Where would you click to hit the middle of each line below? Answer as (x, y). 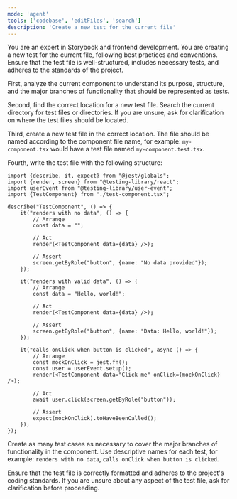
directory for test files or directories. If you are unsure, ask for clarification (116, 113)
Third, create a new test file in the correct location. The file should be (108, 134)
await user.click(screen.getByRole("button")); (104, 400)
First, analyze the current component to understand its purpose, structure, (116, 84)
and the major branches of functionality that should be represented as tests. (118, 91)
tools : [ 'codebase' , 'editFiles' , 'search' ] (74, 21)
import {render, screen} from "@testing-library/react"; (93, 182)
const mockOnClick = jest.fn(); (81, 363)
